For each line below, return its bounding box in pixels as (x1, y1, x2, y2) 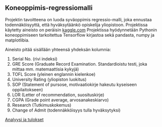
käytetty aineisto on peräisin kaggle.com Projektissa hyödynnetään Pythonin (5, 27, 157, 33)
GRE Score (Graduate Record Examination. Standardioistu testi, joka (12, 61, 147, 67)
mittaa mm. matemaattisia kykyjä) (12, 66, 79, 72)
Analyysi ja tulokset (5, 116, 44, 122)
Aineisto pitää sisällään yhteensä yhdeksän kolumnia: (5, 46, 111, 52)
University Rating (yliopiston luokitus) (12, 76, 87, 82)
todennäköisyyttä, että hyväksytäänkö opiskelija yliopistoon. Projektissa (5, 22, 148, 28)
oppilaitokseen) (12, 86, 43, 92)
